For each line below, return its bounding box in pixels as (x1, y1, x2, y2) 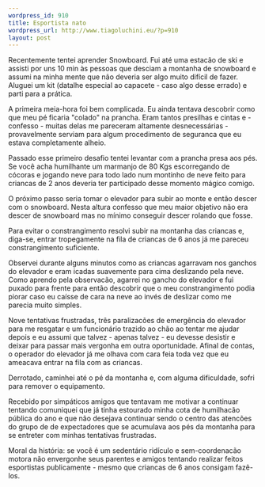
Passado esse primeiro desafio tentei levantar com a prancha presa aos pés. (8, 154, 258, 163)
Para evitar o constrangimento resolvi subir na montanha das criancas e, (8, 226, 245, 236)
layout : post (8, 33, 51, 42)
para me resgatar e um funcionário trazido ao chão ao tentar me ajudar (8, 324, 240, 333)
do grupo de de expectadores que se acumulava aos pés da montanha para (8, 422, 256, 432)
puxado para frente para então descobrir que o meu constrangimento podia (8, 283, 256, 293)
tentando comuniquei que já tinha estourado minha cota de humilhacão (8, 405, 240, 415)
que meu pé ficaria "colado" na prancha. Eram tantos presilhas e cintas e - (8, 112, 252, 123)
